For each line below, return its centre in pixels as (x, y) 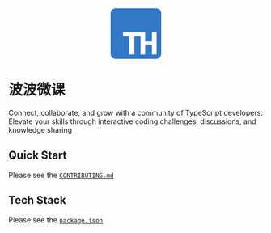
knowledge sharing (40, 129)
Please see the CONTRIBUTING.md (61, 175)
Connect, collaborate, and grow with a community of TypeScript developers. (135, 112)
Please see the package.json (56, 220)
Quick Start (38, 156)
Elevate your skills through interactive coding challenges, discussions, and (132, 121)
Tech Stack (37, 200)
